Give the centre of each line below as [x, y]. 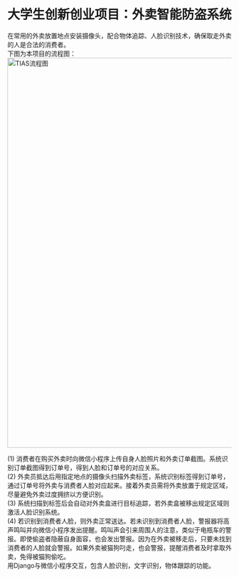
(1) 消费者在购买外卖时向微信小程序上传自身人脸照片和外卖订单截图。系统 [115, 458]
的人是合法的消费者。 [38, 44]
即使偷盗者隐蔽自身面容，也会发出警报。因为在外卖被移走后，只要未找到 [126, 539]
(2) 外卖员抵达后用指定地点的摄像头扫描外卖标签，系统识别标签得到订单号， [118, 476]
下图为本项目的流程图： [42, 53]
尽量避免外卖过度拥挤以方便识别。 [57, 494]
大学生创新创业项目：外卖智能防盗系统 [120, 15]
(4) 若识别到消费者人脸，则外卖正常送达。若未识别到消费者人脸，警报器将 [116, 521]
